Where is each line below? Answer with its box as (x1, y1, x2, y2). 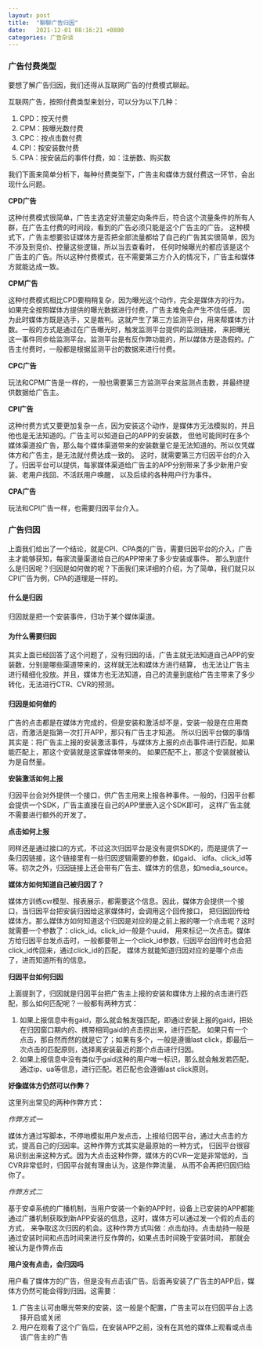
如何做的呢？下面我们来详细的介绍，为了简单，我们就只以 (69, 563, 255, 573)
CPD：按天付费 (19, 113, 69, 122)
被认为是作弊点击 (8, 1243, 63, 1252)
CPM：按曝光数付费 (19, 123, 84, 133)
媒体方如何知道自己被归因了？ (8, 880, 104, 890)
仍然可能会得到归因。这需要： (21, 1286, 118, 1296)
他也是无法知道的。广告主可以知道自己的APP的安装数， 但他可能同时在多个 (8, 430, 250, 440)
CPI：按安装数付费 (19, 143, 80, 152)
